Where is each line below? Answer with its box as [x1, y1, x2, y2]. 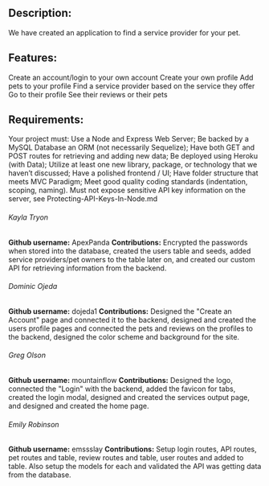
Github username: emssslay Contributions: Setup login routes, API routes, [8, 444, 257, 454]
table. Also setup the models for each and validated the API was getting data [8, 462, 262, 472]
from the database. [8, 470, 71, 480]
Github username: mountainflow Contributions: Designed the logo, [8, 376, 233, 385]
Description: [8, 6, 72, 20]
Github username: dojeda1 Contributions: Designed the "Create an [8, 306, 233, 316]
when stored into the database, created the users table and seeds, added [8, 245, 251, 256]
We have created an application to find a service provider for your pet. [8, 27, 241, 37]
